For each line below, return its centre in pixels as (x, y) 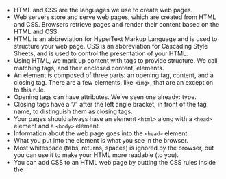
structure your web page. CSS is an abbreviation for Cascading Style (111, 46)
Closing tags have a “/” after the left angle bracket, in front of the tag (110, 104)
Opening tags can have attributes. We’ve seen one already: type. (105, 97)
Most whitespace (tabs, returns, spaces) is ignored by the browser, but (114, 148)
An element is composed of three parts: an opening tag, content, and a (113, 75)
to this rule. (29, 89)
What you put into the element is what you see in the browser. (101, 140)
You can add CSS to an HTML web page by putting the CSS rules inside (115, 162)
